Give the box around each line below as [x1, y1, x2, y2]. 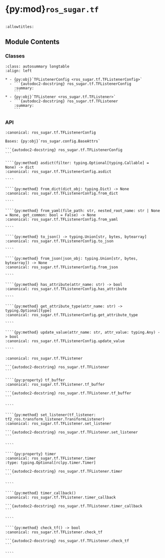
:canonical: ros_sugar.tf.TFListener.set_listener [5, 421, 112, 426]
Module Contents [5, 38, 60, 46]
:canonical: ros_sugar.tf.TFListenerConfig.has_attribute [5, 286, 127, 291]
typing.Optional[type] [5, 308, 52, 313]
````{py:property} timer [5, 451, 56, 456]
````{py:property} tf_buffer [5, 377, 65, 383]
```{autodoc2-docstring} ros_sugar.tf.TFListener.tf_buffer [5, 391, 132, 396]
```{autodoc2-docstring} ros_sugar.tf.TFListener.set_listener [5, 429, 138, 435]
